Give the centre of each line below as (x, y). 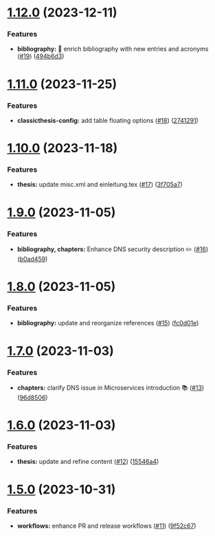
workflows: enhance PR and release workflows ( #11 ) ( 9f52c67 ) (107, 526)
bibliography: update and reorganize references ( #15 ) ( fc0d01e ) (108, 323)
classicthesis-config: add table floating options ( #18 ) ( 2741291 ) (108, 120)
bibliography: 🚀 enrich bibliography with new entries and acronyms (113, 49)
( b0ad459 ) (32, 259)
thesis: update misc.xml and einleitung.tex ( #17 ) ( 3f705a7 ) (100, 185)
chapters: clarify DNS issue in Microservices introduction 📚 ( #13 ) (111, 387)
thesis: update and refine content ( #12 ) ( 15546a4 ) (88, 462)
